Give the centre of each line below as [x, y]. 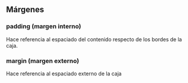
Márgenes [25, 10]
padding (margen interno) [43, 26]
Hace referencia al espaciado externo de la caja [64, 74]
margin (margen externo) [43, 61]
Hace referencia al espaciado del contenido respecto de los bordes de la [94, 39]
